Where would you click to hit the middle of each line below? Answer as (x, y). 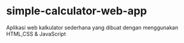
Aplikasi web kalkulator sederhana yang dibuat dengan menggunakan (92, 27)
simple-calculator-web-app (77, 11)
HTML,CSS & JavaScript (36, 33)
